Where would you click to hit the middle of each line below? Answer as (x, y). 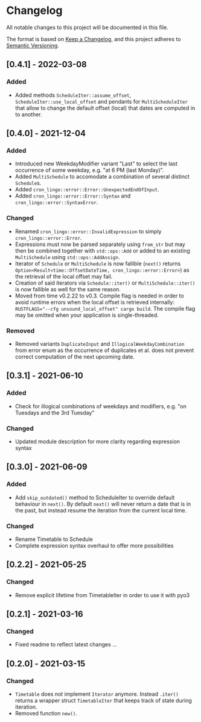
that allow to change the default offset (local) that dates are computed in (105, 108)
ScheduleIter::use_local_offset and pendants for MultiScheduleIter (101, 101)
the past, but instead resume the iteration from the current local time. (101, 510)
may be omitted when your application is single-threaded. (87, 315)
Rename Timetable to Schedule (54, 539)
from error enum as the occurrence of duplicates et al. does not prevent (104, 350)
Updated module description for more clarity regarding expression (97, 441)
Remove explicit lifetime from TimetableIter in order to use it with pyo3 (102, 595)
